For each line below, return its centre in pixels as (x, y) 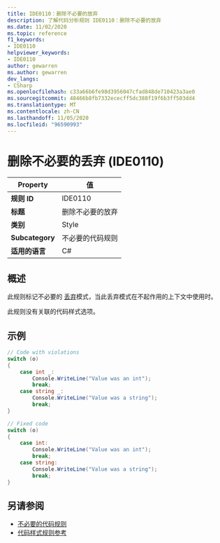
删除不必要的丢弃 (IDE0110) (86, 161)
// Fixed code (28, 424)
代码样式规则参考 (42, 532)
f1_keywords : (26, 40)
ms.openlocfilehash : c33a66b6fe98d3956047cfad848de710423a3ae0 (101, 92)
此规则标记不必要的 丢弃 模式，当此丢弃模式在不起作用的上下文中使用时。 (112, 297)
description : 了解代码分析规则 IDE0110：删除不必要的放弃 (85, 20)
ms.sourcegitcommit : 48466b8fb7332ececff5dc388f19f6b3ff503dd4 (101, 99)
